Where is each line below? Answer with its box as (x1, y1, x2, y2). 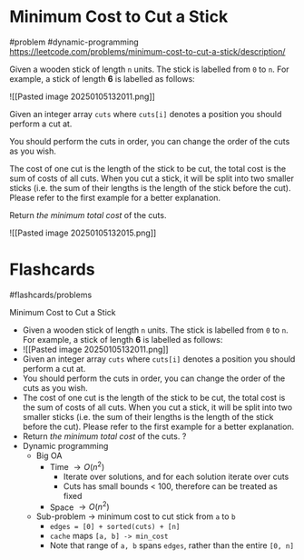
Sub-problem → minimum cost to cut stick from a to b (35, 511, 236, 522)
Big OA (35, 450, 63, 461)
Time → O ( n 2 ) (49, 459, 105, 472)
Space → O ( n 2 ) (49, 500, 111, 513)
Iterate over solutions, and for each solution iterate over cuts (63, 471, 289, 482)
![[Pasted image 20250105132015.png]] (9, 227, 157, 238)
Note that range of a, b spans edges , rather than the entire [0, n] (49, 540, 295, 551)
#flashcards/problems (9, 289, 93, 300)
